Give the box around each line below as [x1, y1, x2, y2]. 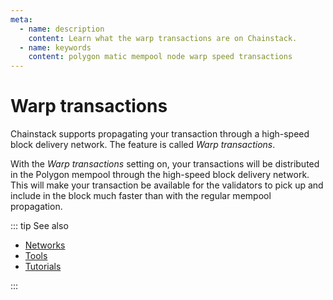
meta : [10, 14, 33, 25]
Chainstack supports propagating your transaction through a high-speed [10, 128, 310, 140]
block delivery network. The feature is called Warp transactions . [10, 139, 276, 151]
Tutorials [24, 261, 62, 273]
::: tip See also [10, 220, 69, 232]
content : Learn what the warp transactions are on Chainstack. [28, 33, 298, 43]
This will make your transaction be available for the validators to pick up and [10, 179, 324, 191]
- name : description [19, 24, 105, 34]
